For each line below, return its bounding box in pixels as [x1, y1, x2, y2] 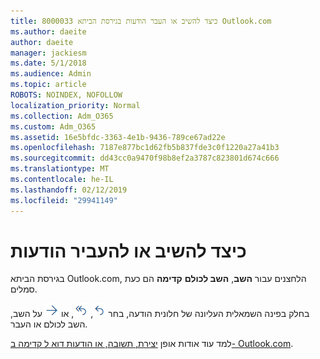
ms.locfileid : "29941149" [10, 195, 118, 205]
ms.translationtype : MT [10, 164, 110, 174]
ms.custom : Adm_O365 [10, 121, 97, 132]
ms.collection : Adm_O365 [10, 111, 114, 121]
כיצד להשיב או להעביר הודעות [10, 240, 247, 262]
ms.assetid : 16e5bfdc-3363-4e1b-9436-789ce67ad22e [10, 132, 226, 142]
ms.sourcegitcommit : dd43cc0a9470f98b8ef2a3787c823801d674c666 [10, 153, 280, 164]
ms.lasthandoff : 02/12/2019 [10, 185, 128, 195]
